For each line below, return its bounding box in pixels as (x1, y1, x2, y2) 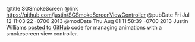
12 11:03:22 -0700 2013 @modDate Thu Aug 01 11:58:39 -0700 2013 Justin (6, 18, 188, 24)
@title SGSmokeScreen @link (6, 5, 78, 12)
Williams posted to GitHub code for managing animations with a (6, 24, 162, 31)
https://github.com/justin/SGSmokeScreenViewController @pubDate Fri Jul (6, 11, 190, 18)
